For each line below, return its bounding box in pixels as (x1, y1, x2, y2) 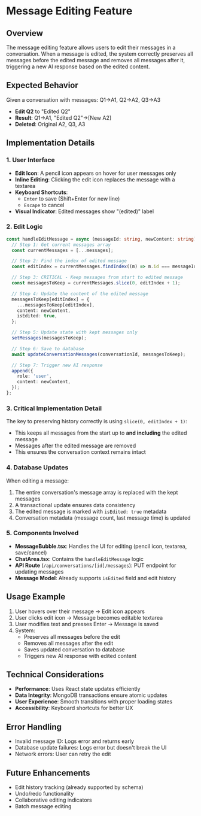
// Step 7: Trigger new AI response (11, 362, 103, 368)
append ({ (11, 368, 33, 374)
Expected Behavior (6, 80, 79, 90)
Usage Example (6, 591, 66, 602)
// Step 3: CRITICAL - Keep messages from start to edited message (11, 274, 184, 281)
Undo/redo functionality (14, 790, 74, 797)
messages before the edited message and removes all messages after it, (6, 57, 185, 63)
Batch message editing (14, 803, 72, 810)
